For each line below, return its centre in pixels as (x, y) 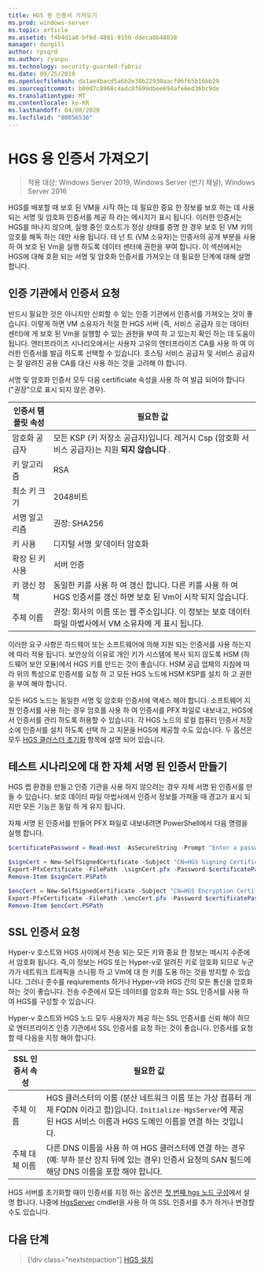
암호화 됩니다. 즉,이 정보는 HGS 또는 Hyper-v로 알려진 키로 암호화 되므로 (128, 962)
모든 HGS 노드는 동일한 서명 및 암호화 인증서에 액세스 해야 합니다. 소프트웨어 (125, 700)
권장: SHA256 (79, 523)
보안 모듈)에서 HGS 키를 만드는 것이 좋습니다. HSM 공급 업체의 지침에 (135, 664)
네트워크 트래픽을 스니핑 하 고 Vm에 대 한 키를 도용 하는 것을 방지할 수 (129, 972)
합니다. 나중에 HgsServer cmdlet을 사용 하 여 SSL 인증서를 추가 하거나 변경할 (136, 1202)
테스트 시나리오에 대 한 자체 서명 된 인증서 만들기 (118, 767)
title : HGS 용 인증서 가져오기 (53, 15)
